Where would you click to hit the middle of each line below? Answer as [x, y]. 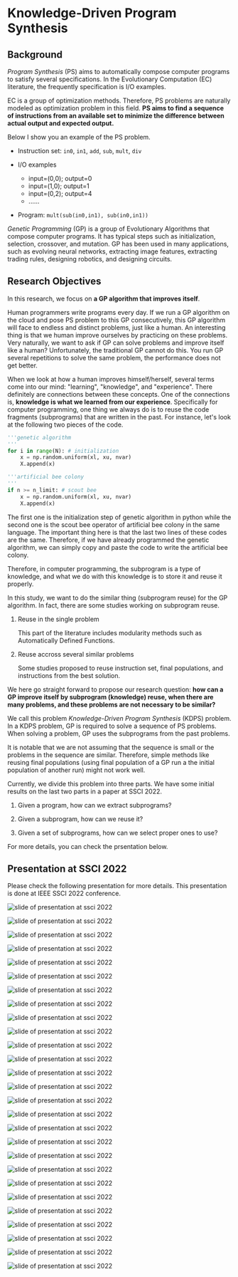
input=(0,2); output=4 [60, 193]
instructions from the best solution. [69, 675]
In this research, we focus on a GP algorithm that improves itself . [104, 298]
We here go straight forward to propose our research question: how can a [115, 689]
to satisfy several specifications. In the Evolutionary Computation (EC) [110, 79]
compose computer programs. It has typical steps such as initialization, [112, 236]
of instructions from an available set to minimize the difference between [116, 116]
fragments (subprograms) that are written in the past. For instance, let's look [119, 417]
